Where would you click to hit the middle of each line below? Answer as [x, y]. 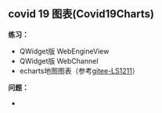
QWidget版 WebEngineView [64, 51]
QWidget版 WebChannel [59, 60]
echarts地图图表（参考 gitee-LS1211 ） [79, 71]
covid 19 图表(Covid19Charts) [81, 14]
